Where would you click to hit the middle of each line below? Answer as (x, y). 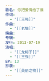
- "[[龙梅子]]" (24, 52)
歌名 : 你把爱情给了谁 (24, 10)
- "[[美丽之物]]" (27, 71)
